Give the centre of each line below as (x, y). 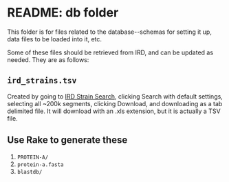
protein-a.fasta (40, 164)
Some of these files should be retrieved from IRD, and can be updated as (110, 52)
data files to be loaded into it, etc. (54, 39)
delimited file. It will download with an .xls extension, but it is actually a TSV (114, 111)
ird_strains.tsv (42, 81)
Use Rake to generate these (67, 140)
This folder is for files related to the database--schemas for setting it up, (109, 32)
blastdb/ (30, 172)
